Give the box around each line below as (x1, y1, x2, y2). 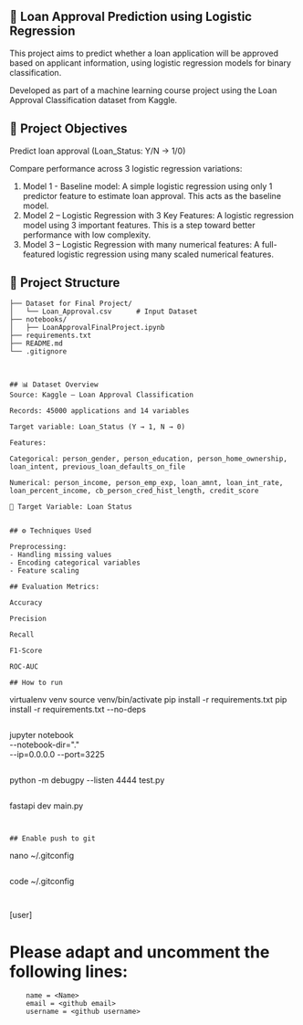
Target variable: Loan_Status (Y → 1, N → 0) (9, 422, 185, 432)
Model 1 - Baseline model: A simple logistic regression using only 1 (22, 180, 273, 192)
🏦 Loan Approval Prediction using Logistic (9, 9, 253, 25)
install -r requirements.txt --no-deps (9, 704, 146, 715)
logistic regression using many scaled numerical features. (57, 248, 274, 259)
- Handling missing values (9, 550, 112, 560)
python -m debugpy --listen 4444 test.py (9, 775, 165, 786)
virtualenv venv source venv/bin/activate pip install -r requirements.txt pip (9, 694, 287, 705)
